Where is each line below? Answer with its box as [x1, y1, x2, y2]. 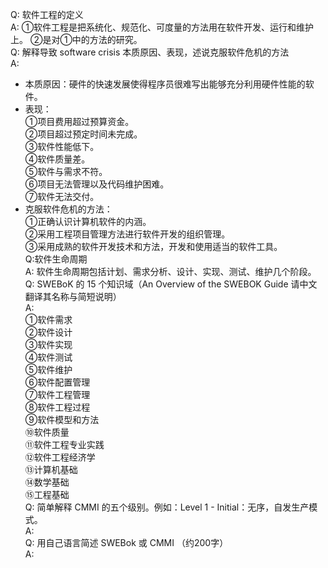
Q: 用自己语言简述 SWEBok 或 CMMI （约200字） [24, 537, 229, 548]
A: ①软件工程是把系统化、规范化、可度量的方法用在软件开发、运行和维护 [10, 21, 315, 33]
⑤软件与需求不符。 [24, 166, 108, 177]
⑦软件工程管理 [24, 389, 91, 400]
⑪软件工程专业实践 [24, 439, 105, 450]
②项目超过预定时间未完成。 [24, 128, 143, 140]
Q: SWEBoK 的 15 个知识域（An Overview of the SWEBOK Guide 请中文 [24, 278, 318, 290]
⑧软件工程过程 [24, 401, 91, 413]
